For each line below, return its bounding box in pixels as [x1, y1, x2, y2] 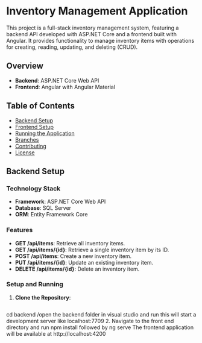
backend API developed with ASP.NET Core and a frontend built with [6, 30, 177, 37]
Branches [14, 136, 39, 143]
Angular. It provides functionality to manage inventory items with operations [6, 37, 195, 44]
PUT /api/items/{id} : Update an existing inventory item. [14, 259, 154, 266]
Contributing [14, 142, 46, 149]
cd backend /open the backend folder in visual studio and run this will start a [6, 310, 197, 318]
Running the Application [14, 130, 75, 137]
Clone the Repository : [14, 294, 71, 301]
